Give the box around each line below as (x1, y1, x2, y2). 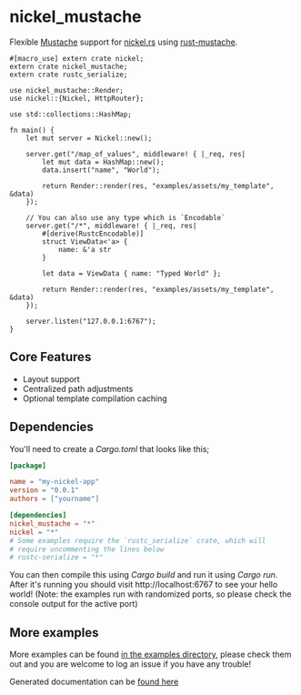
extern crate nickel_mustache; (9, 62, 128, 71)
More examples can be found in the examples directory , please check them (9, 649, 292, 660)
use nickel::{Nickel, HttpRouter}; (9, 94, 145, 103)
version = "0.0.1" (9, 486, 79, 495)
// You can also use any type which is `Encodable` (25, 213, 226, 222)
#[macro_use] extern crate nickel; (9, 54, 145, 63)
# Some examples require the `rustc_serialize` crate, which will (9, 536, 266, 545)
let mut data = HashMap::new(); (42, 157, 166, 166)
